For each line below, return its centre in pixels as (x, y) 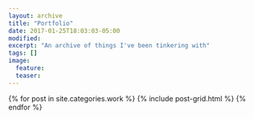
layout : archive (35, 16)
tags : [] (23, 53)
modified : (25, 38)
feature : (30, 68)
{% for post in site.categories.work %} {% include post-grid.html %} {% (127, 98)
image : (19, 61)
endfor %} (25, 107)
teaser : (29, 76)
